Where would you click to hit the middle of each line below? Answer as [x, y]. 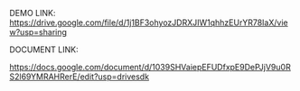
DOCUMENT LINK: [44, 50]
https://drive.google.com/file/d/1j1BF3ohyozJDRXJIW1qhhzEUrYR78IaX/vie [149, 23]
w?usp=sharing [38, 32]
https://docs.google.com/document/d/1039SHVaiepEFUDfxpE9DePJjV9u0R [150, 67]
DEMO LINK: [33, 13]
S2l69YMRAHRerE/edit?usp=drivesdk [80, 77]
